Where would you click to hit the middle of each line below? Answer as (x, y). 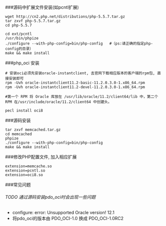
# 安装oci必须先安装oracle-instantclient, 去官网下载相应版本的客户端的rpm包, (80, 73)
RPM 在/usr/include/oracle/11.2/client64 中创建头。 (58, 102)
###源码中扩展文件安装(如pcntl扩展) (42, 7)
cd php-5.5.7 (19, 25)
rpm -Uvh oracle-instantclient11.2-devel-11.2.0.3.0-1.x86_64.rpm (75, 87)
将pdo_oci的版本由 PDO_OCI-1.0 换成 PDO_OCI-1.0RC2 (68, 219)
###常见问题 (18, 185)
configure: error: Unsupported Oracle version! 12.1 (63, 213)
